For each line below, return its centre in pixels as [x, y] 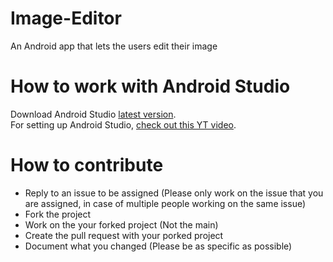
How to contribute [87, 165]
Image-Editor [66, 18]
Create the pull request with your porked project [124, 235]
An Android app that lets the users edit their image [114, 46]
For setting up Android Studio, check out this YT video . [123, 124]
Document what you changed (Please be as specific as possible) [158, 246]
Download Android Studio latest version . [93, 114]
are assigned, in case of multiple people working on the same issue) [165, 203]
